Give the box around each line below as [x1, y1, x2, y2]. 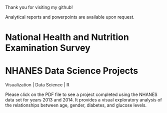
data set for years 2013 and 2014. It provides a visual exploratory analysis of [5, 97, 162, 103]
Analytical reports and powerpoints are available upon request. [5, 14, 135, 20]
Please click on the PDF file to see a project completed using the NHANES [5, 91, 157, 97]
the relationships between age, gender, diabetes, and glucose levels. [5, 102, 147, 108]
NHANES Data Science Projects [5, 65, 138, 77]
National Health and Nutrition [5, 32, 129, 43]
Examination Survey [5, 42, 91, 54]
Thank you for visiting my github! [5, 5, 73, 10]
